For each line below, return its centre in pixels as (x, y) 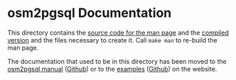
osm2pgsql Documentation (90, 13)
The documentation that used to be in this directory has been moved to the (117, 61)
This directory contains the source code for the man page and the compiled (118, 33)
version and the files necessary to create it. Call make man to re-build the (113, 40)
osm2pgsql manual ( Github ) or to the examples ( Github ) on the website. (112, 69)
